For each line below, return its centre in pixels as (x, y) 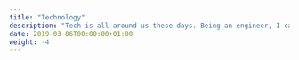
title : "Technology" (48, 17)
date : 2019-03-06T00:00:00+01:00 (71, 34)
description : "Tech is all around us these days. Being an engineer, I (145, 26)
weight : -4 (29, 42)
